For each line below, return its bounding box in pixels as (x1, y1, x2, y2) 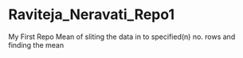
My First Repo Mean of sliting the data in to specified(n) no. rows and (8, 32, 236, 41)
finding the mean (8, 40, 65, 49)
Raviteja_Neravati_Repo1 (8, 6, 175, 24)
